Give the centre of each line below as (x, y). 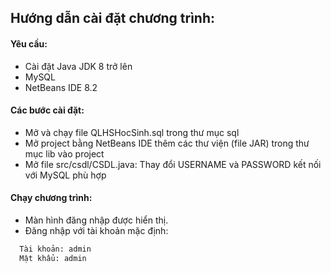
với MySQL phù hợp (65, 175)
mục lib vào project (64, 153)
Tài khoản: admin (55, 249)
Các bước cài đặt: (47, 110)
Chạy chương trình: (51, 198)
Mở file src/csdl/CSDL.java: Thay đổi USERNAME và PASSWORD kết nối (173, 164)
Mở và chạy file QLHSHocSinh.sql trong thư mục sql (132, 132)
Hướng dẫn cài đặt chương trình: (113, 18)
